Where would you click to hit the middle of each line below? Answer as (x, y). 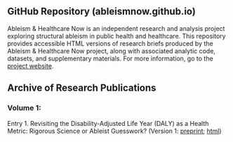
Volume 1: (24, 108)
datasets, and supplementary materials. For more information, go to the (110, 58)
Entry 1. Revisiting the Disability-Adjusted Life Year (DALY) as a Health (108, 123)
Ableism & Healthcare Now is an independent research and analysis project (116, 28)
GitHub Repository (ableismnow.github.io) (102, 12)
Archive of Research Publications (82, 88)
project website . (31, 65)
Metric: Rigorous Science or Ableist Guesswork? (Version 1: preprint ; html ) (115, 131)
